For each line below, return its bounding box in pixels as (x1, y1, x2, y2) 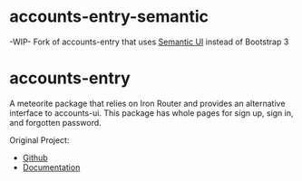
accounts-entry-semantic (9, 6, 209, 27)
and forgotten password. (9, 117, 102, 128)
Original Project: (9, 134, 70, 146)
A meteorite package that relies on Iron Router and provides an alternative (9, 98, 286, 109)
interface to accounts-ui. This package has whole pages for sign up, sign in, (9, 107, 294, 119)
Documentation (22, 161, 81, 173)
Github (22, 152, 48, 163)
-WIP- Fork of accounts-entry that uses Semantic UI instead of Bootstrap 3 (9, 36, 289, 47)
